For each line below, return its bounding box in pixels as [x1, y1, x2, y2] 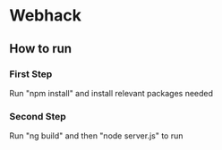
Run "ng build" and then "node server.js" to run [9, 130, 184, 141]
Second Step [9, 110, 67, 122]
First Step [9, 68, 53, 80]
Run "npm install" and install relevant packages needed [9, 87, 213, 98]
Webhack [9, 5, 82, 26]
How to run [9, 41, 73, 56]
